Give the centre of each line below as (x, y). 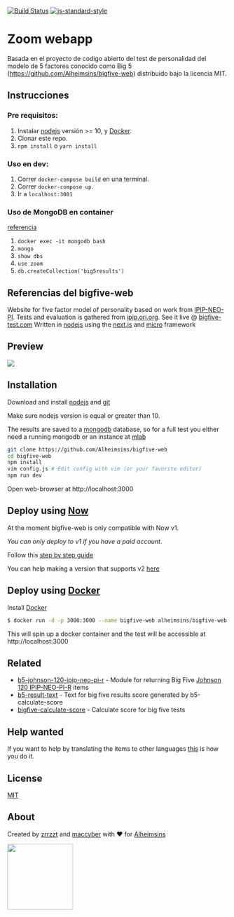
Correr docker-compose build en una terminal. (83, 179)
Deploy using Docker (54, 591)
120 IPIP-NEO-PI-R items (53, 688)
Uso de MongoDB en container (60, 212)
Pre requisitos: (33, 116)
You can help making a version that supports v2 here (83, 569)
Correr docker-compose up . (55, 186)
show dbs (30, 257)
